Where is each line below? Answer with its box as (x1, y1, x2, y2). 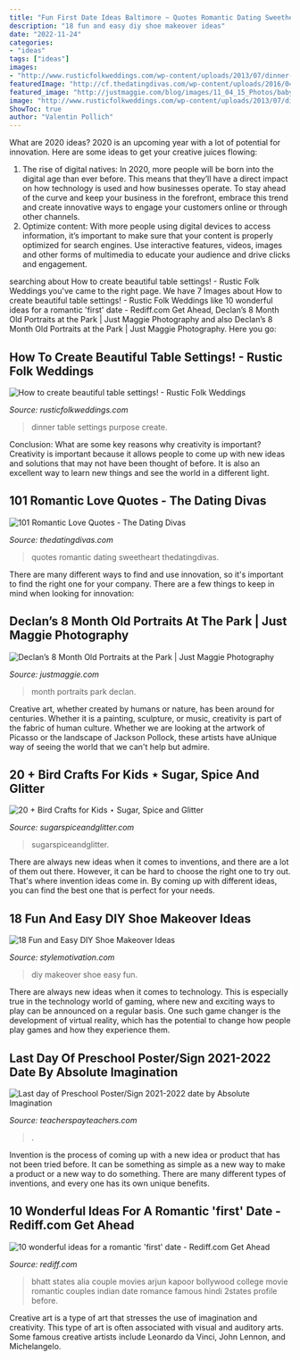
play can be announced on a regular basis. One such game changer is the (9, 1005, 281, 1016)
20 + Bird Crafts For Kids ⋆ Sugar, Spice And (9, 767, 260, 782)
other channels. (21, 212, 80, 222)
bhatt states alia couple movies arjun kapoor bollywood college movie (30, 1276, 288, 1287)
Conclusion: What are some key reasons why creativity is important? (9, 438, 262, 449)
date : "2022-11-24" (9, 29, 82, 38)
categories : (9, 38, 54, 47)
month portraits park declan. (30, 686, 137, 697)
